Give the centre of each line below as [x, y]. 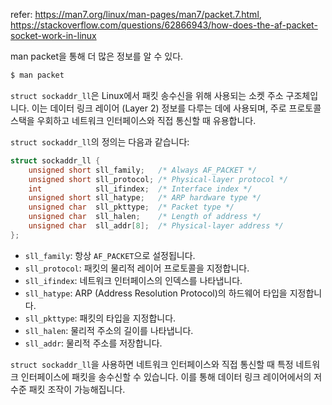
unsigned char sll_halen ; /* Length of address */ [145, 217]
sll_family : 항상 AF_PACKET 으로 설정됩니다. [110, 255]
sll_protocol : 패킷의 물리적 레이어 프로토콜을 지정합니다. [137, 268]
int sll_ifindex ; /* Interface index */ [140, 189]
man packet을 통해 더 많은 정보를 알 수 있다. [97, 56]
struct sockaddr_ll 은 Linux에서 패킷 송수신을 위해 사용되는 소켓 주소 [147, 95]
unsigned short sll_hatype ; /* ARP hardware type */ [145, 198]
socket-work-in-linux [53, 35]
